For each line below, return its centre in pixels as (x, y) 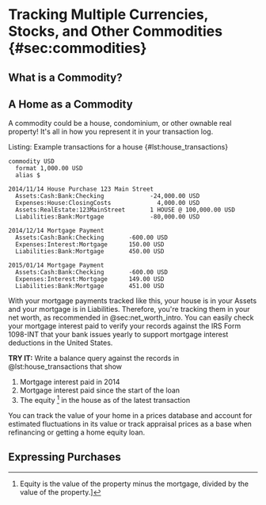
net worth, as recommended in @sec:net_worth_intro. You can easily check (131, 317)
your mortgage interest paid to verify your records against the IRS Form (125, 326)
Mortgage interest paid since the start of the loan (100, 390)
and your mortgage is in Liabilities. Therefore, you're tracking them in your (129, 309)
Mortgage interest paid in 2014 (70, 382)
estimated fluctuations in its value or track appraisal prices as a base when (130, 424)
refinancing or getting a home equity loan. (77, 432)
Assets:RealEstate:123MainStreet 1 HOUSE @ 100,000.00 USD (125, 210)
